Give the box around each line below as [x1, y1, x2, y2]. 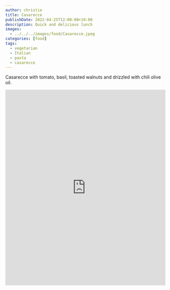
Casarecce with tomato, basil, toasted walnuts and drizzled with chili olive [5, 74, 161, 80]
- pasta [10, 55, 27, 61]
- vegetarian [10, 46, 38, 51]
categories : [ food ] [5, 36, 47, 42]
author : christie [5, 7, 42, 13]
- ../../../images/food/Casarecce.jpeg [10, 31, 95, 36]
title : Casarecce [5, 12, 42, 17]
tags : [5, 41, 17, 46]
